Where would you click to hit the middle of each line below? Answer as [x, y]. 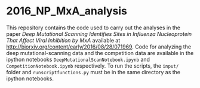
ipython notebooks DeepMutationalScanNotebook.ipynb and [78, 59]
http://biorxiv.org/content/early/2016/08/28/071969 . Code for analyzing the [99, 47]
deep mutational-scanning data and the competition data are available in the [100, 53]
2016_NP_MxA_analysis [67, 11]
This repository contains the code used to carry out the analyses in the [93, 28]
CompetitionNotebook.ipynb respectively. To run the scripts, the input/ [93, 66]
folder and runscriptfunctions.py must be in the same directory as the [93, 72]
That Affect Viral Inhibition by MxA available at [63, 40]
